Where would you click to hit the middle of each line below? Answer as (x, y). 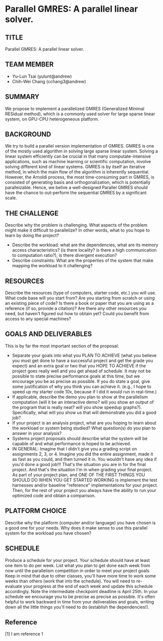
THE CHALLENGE (32, 213)
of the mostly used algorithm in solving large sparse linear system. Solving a (81, 151)
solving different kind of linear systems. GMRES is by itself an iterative (75, 167)
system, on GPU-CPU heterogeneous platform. (52, 119)
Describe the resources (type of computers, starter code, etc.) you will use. (81, 293)
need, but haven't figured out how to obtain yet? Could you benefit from (77, 314)
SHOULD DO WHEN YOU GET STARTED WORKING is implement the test (84, 480)
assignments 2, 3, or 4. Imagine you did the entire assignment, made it (82, 454)
